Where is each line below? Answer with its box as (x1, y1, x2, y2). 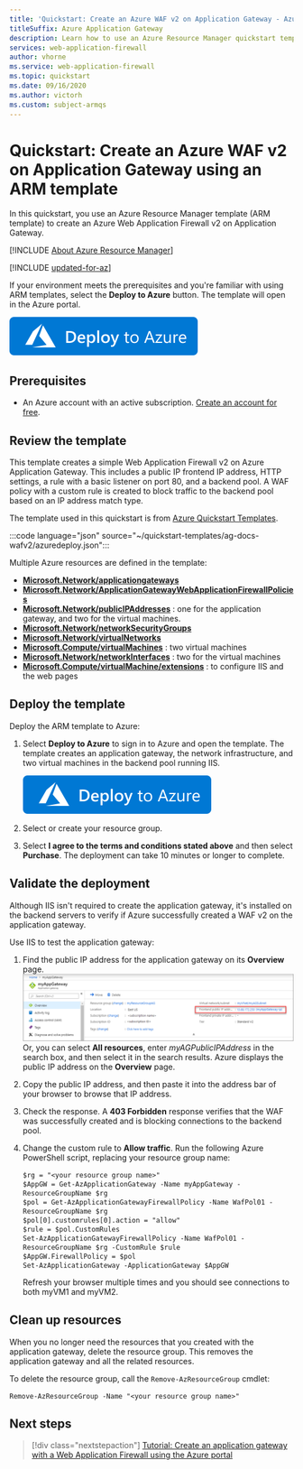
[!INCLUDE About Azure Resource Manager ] (9, 245, 174, 256)
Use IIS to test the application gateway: (9, 937, 155, 947)
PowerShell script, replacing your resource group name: (22, 1151, 231, 1163)
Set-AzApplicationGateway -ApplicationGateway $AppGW (22, 1261, 229, 1270)
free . (22, 407, 41, 418)
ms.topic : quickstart (9, 72, 91, 81)
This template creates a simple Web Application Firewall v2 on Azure (9, 457, 264, 468)
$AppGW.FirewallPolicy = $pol (22, 1252, 137, 1261)
